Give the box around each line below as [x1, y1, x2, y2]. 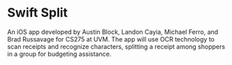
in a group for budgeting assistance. [7, 50, 112, 58]
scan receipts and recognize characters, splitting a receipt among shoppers [7, 42, 226, 50]
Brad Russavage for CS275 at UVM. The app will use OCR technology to [7, 35, 215, 43]
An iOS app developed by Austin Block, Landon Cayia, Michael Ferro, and [7, 28, 219, 36]
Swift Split [7, 5, 68, 21]
